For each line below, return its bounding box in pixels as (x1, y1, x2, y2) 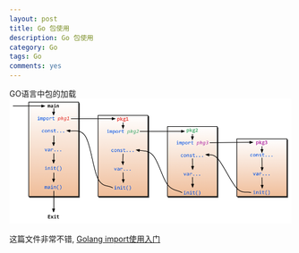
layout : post (9, 14, 58, 23)
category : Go (9, 43, 58, 52)
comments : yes (9, 62, 63, 71)
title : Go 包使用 (9, 23, 70, 33)
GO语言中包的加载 (9, 89, 77, 98)
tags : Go (9, 52, 42, 62)
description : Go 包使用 (9, 33, 94, 42)
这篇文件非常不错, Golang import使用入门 (9, 233, 161, 244)
